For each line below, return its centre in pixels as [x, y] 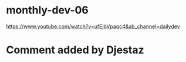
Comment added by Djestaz [75, 50]
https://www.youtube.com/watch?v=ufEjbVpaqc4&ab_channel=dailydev [93, 26]
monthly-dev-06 [48, 10]
